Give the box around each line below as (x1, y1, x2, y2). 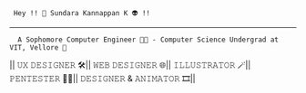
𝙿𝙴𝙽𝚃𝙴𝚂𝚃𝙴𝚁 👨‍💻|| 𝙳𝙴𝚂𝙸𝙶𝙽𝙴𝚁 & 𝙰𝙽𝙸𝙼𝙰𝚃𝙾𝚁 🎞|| (9, 73, 196, 84)
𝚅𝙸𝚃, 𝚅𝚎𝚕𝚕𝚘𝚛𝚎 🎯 (9, 43, 67, 52)
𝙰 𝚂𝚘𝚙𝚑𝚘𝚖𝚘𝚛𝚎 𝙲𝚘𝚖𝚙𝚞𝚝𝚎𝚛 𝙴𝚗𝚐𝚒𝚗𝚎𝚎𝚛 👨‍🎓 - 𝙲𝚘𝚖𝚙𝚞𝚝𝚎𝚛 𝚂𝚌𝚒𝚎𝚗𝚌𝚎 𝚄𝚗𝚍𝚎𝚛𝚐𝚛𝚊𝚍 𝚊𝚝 (17, 35, 280, 44)
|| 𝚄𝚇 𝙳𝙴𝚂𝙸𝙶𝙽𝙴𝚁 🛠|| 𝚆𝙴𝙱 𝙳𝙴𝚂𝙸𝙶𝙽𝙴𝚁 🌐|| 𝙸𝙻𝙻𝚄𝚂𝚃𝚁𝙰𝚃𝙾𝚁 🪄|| (9, 60, 251, 70)
